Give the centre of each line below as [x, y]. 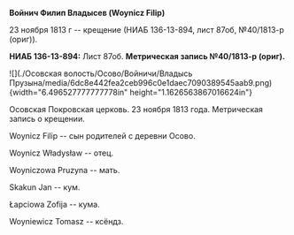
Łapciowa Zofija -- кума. [54, 204]
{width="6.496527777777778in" [69, 92]
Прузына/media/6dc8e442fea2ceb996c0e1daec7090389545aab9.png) [141, 83]
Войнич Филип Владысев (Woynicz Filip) [87, 13]
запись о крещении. [47, 119]
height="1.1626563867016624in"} [191, 92]
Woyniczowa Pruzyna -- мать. [65, 170]
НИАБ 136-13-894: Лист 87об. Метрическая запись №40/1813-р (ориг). [147, 56]
